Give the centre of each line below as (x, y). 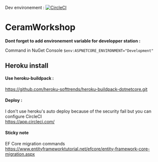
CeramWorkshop (40, 27)
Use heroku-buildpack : (30, 78)
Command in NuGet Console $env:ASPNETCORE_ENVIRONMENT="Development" (79, 50)
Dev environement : (25, 8)
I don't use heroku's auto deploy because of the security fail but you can (78, 111)
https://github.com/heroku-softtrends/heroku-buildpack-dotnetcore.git (76, 89)
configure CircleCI (23, 116)
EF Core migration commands (35, 143)
